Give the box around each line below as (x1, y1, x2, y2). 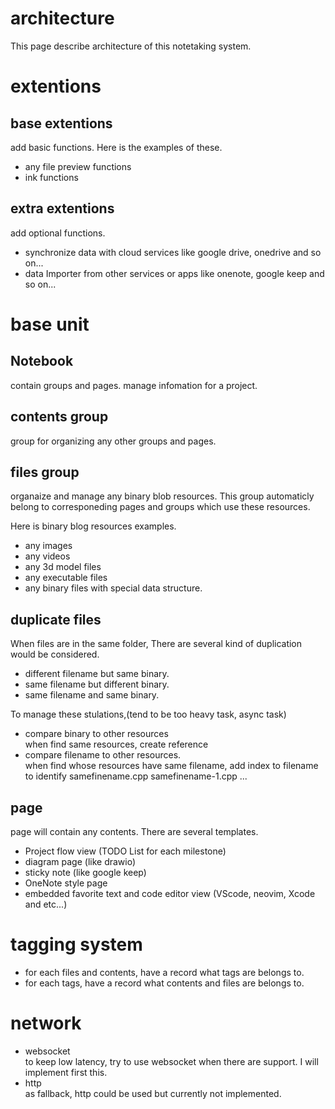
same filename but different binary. (24, 678, 170, 691)
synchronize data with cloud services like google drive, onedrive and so (24, 246, 322, 258)
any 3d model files (24, 561, 102, 573)
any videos (24, 550, 71, 562)
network (10, 1012, 82, 1035)
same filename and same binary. (24, 689, 160, 701)
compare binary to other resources (24, 728, 169, 740)
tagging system (10, 933, 143, 956)
